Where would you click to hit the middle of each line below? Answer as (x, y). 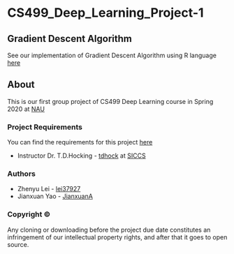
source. (18, 244)
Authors (22, 174)
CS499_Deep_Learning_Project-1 (105, 13)
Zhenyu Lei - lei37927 (49, 189)
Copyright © (29, 214)
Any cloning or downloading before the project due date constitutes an (109, 230)
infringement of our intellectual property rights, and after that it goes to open (117, 237)
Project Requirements (45, 127)
